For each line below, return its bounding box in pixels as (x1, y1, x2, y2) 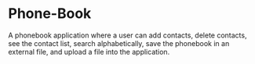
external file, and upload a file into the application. (8, 47, 170, 56)
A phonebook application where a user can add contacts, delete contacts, (8, 30, 247, 40)
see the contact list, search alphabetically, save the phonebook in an (8, 38, 230, 48)
